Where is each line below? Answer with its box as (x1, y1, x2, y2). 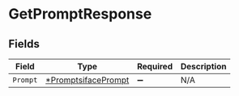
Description (180, 61, 227, 72)
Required (137, 61, 173, 72)
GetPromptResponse (8, 5, 152, 23)
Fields (8, 37, 41, 51)
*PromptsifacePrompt (45, 74, 130, 86)
